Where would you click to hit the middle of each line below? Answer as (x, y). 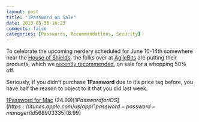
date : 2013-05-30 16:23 (36, 23)
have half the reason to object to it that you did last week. (77, 88)
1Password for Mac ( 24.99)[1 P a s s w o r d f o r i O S (62, 100)
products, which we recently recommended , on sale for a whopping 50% (97, 64)
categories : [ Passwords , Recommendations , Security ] (73, 34)
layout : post (22, 12)
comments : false (26, 29)
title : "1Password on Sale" (41, 17)
